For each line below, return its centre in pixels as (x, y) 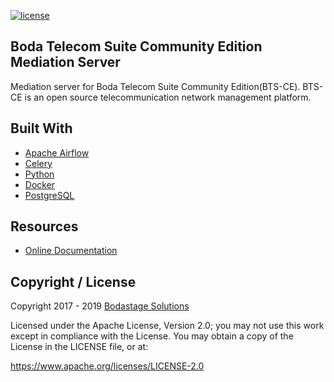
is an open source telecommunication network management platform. (168, 97)
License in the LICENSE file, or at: (79, 347)
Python (39, 174)
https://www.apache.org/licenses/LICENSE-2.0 (107, 366)
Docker (40, 184)
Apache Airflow (57, 152)
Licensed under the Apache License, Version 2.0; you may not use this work (167, 326)
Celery (38, 163)
